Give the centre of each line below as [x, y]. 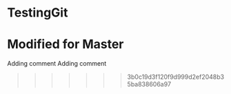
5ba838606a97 [149, 84]
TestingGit [38, 13]
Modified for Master [66, 45]
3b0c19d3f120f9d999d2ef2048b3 [176, 77]
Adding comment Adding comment [57, 64]
